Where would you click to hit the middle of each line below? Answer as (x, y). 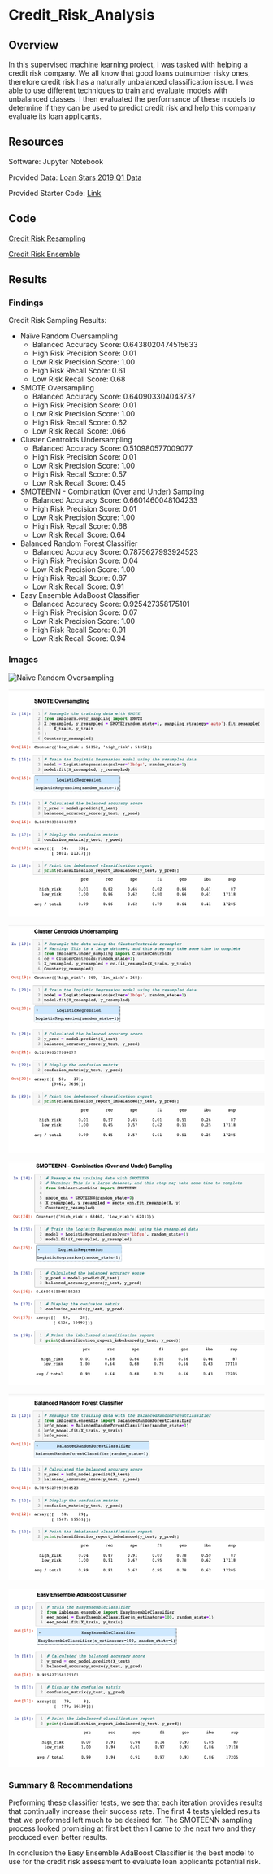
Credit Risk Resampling (48, 238)
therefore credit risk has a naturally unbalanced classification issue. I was (131, 82)
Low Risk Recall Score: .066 (79, 431)
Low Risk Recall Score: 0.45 (79, 483)
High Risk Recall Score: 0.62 (80, 423)
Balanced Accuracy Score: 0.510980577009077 (113, 448)
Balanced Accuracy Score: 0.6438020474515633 (115, 345)
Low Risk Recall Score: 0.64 (79, 535)
